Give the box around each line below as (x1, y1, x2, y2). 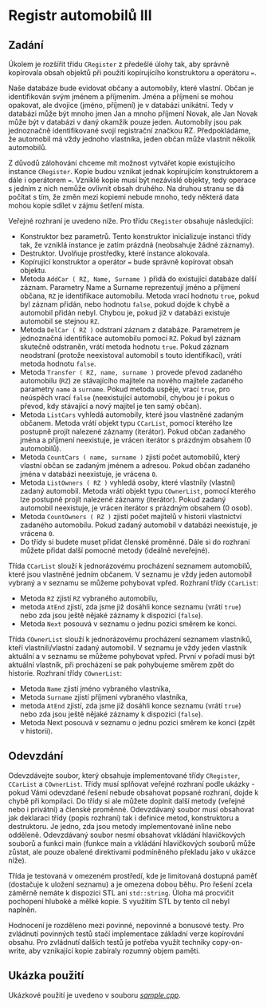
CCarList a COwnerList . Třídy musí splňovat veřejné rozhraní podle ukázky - (8, 779, 255, 788)
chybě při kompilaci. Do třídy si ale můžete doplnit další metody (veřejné (8, 796, 245, 805)
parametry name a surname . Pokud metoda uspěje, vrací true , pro (19, 384, 230, 394)
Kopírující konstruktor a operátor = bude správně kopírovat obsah (19, 257, 234, 266)
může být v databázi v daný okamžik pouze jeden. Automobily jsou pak (8, 117, 242, 126)
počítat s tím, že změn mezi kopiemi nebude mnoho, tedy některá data (8, 192, 239, 201)
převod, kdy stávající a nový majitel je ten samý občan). (19, 402, 202, 411)
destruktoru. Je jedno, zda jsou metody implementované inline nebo (8, 821, 232, 831)
